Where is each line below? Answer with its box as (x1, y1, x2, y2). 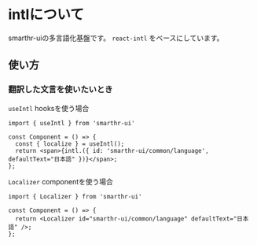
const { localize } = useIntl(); (15, 139, 125, 148)
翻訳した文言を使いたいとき (8, 84, 113, 95)
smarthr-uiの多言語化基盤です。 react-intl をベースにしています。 (8, 33, 224, 43)
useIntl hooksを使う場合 (8, 103, 90, 113)
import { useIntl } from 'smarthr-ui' (8, 119, 135, 127)
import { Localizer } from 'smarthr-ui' (8, 192, 143, 200)
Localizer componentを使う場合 (8, 176, 114, 186)
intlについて (8, 6, 85, 24)
